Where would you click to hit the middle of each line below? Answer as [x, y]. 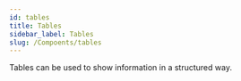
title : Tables [36, 26]
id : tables [30, 17]
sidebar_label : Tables [52, 34]
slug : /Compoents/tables [56, 42]
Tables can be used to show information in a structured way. [121, 68]
